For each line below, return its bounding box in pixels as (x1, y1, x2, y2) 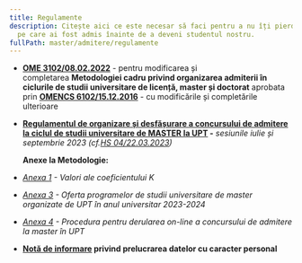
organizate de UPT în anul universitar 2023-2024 (22, 199, 206, 210)
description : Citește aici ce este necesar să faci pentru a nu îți (9, 22, 271, 31)
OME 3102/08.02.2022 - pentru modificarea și (22, 63, 198, 74)
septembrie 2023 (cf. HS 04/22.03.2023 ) (22, 137, 173, 148)
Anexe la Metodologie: (22, 154, 110, 166)
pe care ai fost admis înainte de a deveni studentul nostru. (17, 30, 255, 39)
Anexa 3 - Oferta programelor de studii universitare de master (22, 189, 253, 200)
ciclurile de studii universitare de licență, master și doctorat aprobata (22, 82, 286, 92)
